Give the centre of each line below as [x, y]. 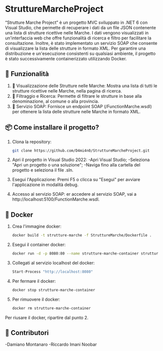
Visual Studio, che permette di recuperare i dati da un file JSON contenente [81, 27]
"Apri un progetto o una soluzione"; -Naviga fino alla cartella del [76, 165]
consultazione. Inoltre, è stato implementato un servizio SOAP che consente [81, 43]
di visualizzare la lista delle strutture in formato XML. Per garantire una [75, 48]
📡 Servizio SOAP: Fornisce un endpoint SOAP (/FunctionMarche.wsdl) [82, 106]
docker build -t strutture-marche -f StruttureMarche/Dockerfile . [82, 235]
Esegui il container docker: [39, 245]
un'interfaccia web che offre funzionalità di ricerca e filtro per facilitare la [78, 38]
